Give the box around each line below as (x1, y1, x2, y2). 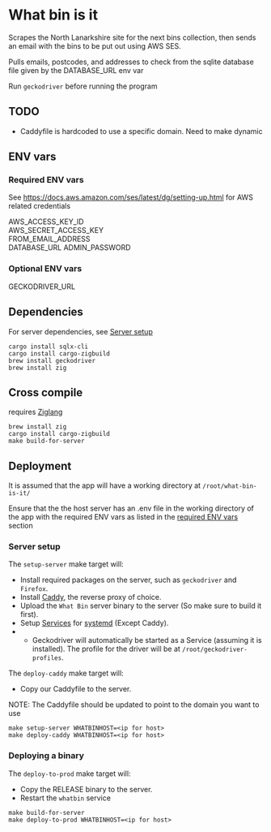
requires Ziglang (8, 407, 63, 417)
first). (19, 610, 39, 619)
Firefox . (19, 584, 49, 593)
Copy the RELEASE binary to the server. (19, 784, 153, 794)
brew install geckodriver (8, 356, 95, 364)
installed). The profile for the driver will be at (32, 644, 180, 654)
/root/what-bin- (201, 482, 257, 490)
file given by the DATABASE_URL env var (8, 65, 144, 75)
